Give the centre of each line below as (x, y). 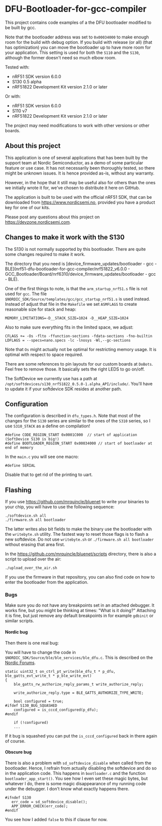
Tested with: (17, 67)
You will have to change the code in (40, 652)
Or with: (13, 96)
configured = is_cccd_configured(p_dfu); (56, 710)
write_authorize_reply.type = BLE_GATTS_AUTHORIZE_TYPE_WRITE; (79, 693)
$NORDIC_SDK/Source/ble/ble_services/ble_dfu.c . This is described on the (79, 657)
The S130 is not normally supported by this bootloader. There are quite (75, 249)
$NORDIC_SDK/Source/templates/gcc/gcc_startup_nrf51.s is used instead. (78, 299)
